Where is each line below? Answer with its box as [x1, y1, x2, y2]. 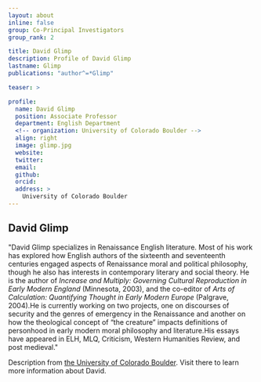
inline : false [8, 19, 55, 27]
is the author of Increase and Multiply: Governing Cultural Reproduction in [8, 275, 247, 285]
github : [15, 170, 41, 179]
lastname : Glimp [8, 62, 61, 71]
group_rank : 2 [8, 33, 55, 42]
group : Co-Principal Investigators [8, 26, 125, 34]
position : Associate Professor [15, 112, 118, 120]
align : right [15, 134, 58, 142]
